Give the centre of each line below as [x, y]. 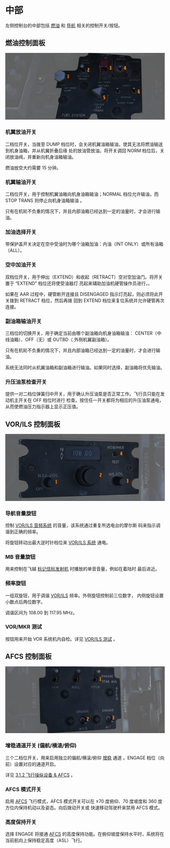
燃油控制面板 [25, 43]
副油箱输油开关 [24, 321]
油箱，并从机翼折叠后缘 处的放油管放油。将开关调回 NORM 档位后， [89, 150]
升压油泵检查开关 [26, 382]
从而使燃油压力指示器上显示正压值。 [43, 406]
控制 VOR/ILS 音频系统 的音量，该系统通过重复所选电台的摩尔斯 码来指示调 [83, 525]
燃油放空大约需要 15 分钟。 [33, 168]
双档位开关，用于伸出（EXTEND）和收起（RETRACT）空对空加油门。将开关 [84, 277]
